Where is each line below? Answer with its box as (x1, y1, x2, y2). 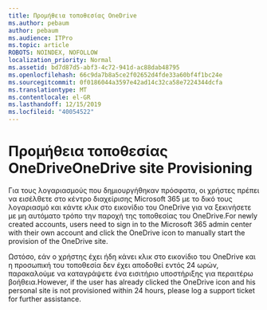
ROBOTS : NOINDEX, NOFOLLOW (8, 49, 98, 57)
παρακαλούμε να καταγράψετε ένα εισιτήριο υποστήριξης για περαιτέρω (8, 269, 253, 278)
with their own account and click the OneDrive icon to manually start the (8, 228, 245, 237)
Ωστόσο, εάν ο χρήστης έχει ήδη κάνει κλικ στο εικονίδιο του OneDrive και (8, 252, 257, 261)
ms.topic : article (8, 41, 69, 49)
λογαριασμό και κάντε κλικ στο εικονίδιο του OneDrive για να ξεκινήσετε (8, 202, 252, 212)
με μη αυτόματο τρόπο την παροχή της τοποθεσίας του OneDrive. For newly (8, 210, 257, 220)
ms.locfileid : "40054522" (8, 108, 94, 116)
